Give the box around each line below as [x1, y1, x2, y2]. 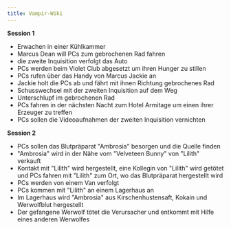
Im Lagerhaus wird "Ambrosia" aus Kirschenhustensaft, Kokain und [16, 193, 208, 201]
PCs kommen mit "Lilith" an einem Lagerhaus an [16, 186, 155, 194]
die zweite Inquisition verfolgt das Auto [16, 56, 128, 65]
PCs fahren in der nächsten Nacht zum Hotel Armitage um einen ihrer [16, 100, 214, 109]
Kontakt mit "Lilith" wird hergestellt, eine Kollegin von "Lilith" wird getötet [16, 164, 224, 172]
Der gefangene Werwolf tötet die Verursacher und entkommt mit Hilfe [16, 208, 214, 216]
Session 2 [7, 129, 36, 137]
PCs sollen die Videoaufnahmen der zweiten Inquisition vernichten [16, 115, 206, 124]
